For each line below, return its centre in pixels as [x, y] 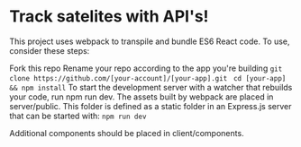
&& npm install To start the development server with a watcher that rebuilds [151, 87]
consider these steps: [50, 50]
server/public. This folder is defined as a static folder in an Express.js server [150, 106]
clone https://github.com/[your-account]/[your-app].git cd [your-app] [148, 78]
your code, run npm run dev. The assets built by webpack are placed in [141, 97]
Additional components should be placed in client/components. [127, 133]
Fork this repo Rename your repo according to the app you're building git [146, 68]
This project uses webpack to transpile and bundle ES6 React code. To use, [150, 41]
